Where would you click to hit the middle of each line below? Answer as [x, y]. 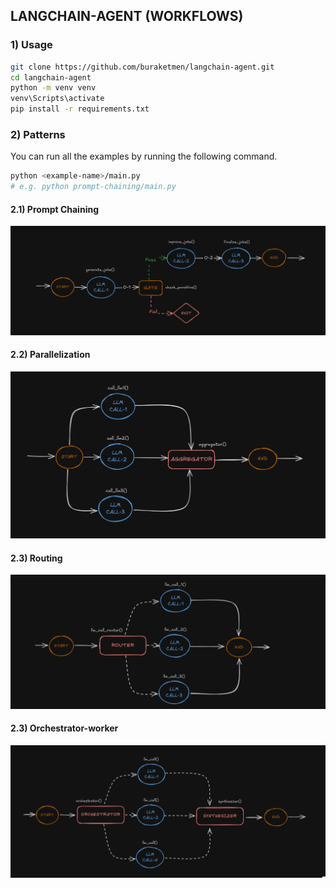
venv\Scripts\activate [57, 99]
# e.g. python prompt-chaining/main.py [93, 187]
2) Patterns [38, 134]
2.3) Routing [36, 558]
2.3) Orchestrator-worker [64, 728]
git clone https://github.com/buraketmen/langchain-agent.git [142, 67]
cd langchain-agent [51, 77]
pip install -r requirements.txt [80, 109]
